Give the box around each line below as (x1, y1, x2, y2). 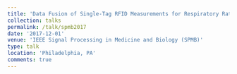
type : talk (7, 43, 39, 50)
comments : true (7, 56, 52, 63)
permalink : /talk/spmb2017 (7, 23, 87, 30)
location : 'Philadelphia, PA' (7, 50, 97, 57)
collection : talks (7, 17, 61, 24)
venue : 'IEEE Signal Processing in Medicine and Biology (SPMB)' (7, 37, 203, 44)
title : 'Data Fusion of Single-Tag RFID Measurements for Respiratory (7, 10, 219, 18)
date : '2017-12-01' (7, 30, 65, 37)
